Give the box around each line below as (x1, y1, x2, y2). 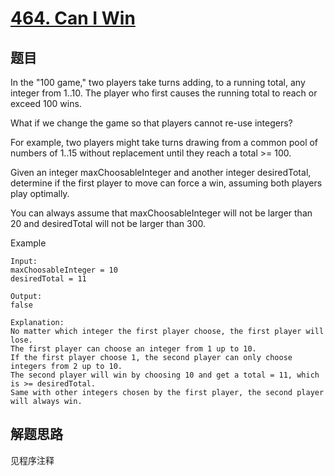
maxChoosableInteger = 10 (10, 265, 118, 275)
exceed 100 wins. (10, 98, 82, 109)
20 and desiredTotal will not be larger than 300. (10, 218, 206, 229)
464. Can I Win (10, 7, 136, 30)
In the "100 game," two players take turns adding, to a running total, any (10, 77, 306, 88)
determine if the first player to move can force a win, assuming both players (10, 177, 323, 189)
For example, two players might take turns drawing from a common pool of (10, 137, 319, 148)
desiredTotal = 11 (10, 274, 87, 284)
